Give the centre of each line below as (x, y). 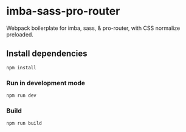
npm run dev (21, 96)
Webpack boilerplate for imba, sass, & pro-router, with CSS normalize (93, 28)
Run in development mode (46, 83)
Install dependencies (47, 54)
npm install (21, 68)
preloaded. (20, 34)
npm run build (24, 123)
